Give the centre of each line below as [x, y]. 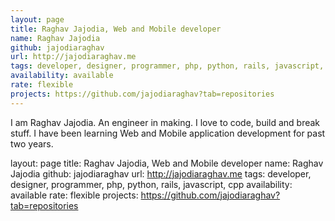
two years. [32, 143]
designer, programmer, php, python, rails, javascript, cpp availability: [151, 184]
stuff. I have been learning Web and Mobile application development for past [168, 133]
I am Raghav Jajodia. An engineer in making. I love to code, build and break [165, 122]
